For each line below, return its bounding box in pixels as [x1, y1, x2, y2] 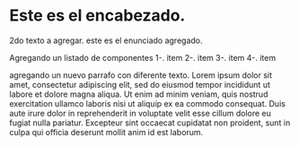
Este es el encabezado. [9, 5, 186, 26]
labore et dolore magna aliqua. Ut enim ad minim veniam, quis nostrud [9, 89, 268, 99]
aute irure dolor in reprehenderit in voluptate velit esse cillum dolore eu [9, 107, 272, 118]
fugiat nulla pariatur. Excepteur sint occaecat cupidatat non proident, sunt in [9, 117, 291, 128]
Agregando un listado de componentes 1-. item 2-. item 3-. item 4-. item [9, 52, 277, 63]
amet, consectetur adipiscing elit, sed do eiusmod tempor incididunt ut [9, 79, 271, 90]
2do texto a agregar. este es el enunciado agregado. [9, 35, 203, 46]
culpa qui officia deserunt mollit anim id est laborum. [9, 126, 204, 137]
